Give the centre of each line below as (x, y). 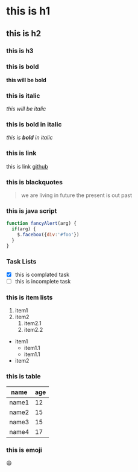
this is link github (27, 166)
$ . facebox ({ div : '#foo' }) (48, 235)
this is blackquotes (35, 182)
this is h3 (20, 51)
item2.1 (33, 323)
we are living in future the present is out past (77, 195)
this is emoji (24, 450)
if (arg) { (24, 229)
